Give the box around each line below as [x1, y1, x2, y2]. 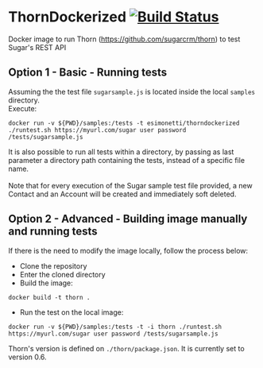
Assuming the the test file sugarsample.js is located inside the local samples [8, 87, 256, 96]
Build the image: [19, 278, 73, 288]
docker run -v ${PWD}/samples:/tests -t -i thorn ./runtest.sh [8, 323, 222, 331]
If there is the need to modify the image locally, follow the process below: [8, 246, 249, 255]
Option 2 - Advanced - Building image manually [8, 212, 248, 226]
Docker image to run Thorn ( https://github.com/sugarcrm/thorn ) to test [8, 34, 241, 44]
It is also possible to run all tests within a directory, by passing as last [8, 147, 234, 157]
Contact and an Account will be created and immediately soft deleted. [8, 189, 237, 199]
